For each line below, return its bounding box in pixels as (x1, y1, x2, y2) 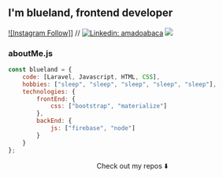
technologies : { (22, 87, 76, 95)
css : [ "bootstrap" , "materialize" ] (50, 102, 168, 110)
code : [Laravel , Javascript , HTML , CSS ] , (22, 72, 160, 81)
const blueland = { (8, 66, 72, 74)
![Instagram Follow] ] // (8, 28, 80, 38)
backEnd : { (36, 117, 72, 125)
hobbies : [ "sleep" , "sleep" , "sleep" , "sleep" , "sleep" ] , (22, 80, 217, 88)
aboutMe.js (8, 47, 54, 58)
